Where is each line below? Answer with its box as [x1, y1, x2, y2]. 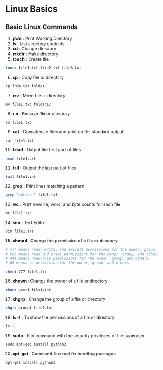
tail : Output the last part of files [12, 165, 76, 171]
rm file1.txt [5, 120, 32, 125]
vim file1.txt [5, 229, 34, 234]
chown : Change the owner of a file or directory [12, 278, 108, 284]
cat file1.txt [5, 138, 34, 143]
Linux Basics [5, 3, 58, 15]
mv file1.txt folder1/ [5, 102, 51, 107]
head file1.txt [5, 156, 36, 161]
